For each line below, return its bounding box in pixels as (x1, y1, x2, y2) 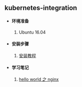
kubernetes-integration (4, 4, 77, 12)
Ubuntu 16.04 (18, 29, 46, 35)
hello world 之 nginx (18, 76, 59, 82)
